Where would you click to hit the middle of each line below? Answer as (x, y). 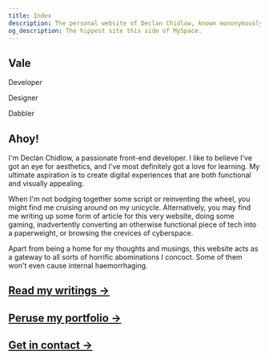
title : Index (30, 16)
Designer (23, 98)
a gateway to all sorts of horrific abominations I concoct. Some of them (125, 257)
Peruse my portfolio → (65, 318)
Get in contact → (51, 345)
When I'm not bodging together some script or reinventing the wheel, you (129, 199)
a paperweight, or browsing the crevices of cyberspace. (101, 233)
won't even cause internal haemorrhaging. (78, 266)
